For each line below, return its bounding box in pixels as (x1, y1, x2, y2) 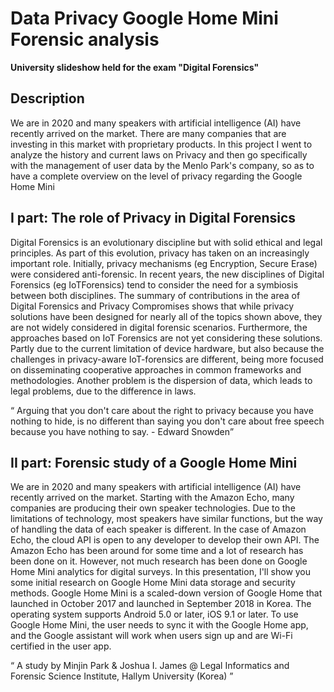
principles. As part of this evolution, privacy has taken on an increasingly (10, 247, 310, 259)
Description (10, 90, 85, 107)
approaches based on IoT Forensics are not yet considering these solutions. (10, 332, 323, 344)
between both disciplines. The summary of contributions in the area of (10, 289, 301, 301)
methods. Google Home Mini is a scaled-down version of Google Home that (10, 587, 323, 599)
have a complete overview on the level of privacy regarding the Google (10, 170, 303, 182)
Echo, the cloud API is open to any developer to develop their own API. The (10, 534, 320, 546)
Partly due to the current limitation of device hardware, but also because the (10, 342, 325, 354)
